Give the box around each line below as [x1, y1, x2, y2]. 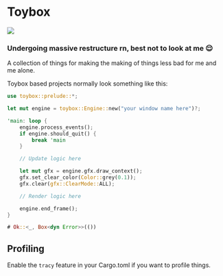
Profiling [7, 242, 45, 254]
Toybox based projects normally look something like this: [7, 79, 168, 88]
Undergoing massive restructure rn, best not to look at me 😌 [7, 43, 213, 53]
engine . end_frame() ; [19, 205, 78, 212]
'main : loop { [7, 117, 48, 124]
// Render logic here [19, 192, 81, 199]
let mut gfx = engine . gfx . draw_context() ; [19, 168, 143, 175]
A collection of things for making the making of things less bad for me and [7, 59, 217, 67]
